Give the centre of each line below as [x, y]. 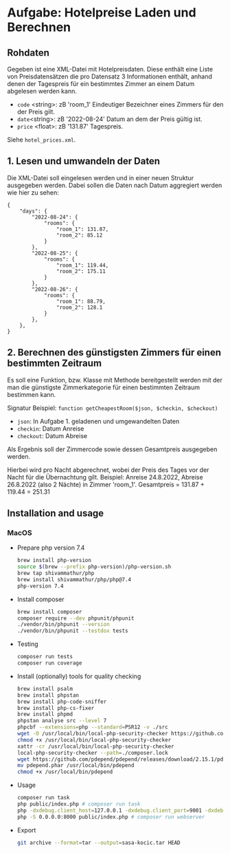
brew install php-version [54, 561]
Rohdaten [28, 53]
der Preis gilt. [36, 112]
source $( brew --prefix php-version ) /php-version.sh [94, 567]
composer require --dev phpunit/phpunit [76, 618]
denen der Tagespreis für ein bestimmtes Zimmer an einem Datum [101, 84]
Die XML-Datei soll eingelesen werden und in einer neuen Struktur [101, 177]
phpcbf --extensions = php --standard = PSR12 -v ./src [92, 727]
